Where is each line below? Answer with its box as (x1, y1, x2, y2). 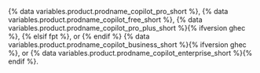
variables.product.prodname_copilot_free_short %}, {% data (8, 15, 203, 24)
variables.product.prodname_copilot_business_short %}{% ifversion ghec (8, 40, 247, 49)
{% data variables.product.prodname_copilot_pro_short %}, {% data (8, 7, 229, 16)
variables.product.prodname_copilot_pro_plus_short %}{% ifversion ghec (8, 24, 246, 32)
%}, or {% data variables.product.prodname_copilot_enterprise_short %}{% (8, 49, 253, 57)
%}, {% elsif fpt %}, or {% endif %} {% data (8, 31, 150, 41)
